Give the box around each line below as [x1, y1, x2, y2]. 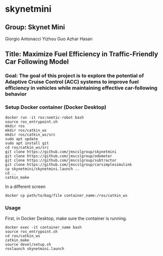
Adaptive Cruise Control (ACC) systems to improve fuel [5, 78, 139, 85]
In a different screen [5, 184, 46, 189]
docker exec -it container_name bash [5, 225, 82, 230]
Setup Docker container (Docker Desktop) [5, 104, 106, 111]
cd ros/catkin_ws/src [5, 145, 49, 150]
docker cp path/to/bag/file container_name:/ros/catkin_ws [5, 193, 128, 198]
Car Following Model [5, 58, 69, 66]
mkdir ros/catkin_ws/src [5, 132, 56, 137]
